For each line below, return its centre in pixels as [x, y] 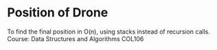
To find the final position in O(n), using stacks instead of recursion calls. [109, 32]
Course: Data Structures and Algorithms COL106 [76, 38]
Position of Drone [58, 13]
